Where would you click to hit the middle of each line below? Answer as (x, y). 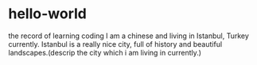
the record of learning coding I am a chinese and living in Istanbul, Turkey (128, 36)
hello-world (48, 14)
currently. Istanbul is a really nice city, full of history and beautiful (115, 44)
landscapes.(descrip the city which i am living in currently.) (105, 52)
